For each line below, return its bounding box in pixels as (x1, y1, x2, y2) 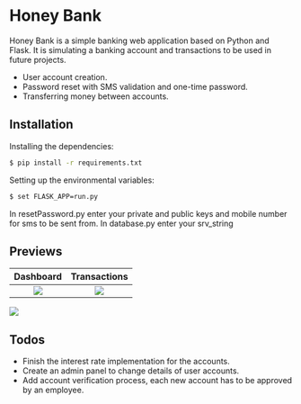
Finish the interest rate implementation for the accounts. (22, 356, 231, 367)
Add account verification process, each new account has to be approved (22, 375, 293, 386)
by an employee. (22, 384, 84, 396)
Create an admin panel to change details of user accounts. (22, 365, 240, 376)
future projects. (9, 54, 66, 65)
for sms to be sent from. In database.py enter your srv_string (9, 218, 234, 229)
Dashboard (13, 271, 63, 283)
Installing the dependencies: (9, 140, 114, 151)
